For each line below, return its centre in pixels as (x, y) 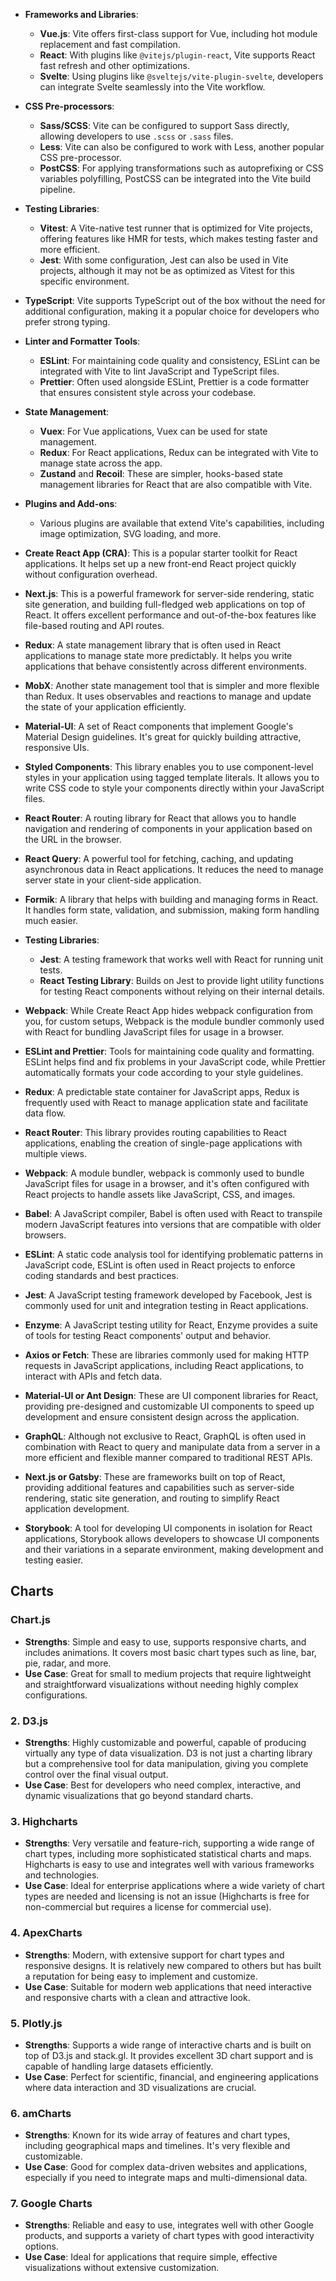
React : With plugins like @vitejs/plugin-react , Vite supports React (177, 55)
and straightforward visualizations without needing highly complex (161, 1684)
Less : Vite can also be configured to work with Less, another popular (182, 147)
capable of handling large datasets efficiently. (119, 2066)
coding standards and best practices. (102, 1275)
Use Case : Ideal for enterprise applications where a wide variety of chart (174, 1886)
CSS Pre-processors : (69, 106)
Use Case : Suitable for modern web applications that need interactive (168, 1986)
